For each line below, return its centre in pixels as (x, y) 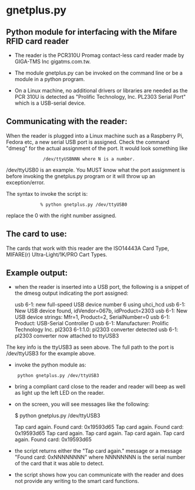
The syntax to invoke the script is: (47, 194)
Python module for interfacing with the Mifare (92, 32)
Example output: (37, 273)
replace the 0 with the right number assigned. (61, 215)
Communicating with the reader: (67, 121)
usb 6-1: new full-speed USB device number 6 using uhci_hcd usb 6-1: (100, 305)
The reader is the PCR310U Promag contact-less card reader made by (99, 55)
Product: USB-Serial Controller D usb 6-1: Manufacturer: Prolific (92, 324)
